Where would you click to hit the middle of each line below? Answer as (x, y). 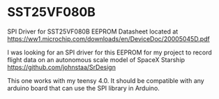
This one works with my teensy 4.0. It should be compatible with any (106, 80)
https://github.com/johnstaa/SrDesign (62, 67)
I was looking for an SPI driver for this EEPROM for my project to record (110, 52)
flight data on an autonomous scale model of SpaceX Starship (96, 59)
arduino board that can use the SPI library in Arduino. (84, 88)
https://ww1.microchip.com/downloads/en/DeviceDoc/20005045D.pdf (109, 38)
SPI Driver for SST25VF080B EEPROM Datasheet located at (93, 31)
